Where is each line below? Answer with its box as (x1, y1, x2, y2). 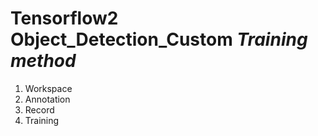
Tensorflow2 (10, 7, 119, 30)
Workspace (24, 82, 73, 94)
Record (24, 103, 55, 116)
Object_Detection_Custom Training (10, 28, 308, 51)
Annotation (24, 93, 71, 105)
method (10, 50, 77, 72)
